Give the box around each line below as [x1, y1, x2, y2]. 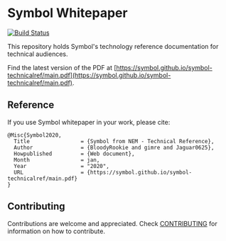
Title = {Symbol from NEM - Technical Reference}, [14, 138, 215, 145]
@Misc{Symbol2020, [7, 131, 62, 139]
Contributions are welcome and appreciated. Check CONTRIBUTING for [7, 219, 218, 228]
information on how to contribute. [7, 227, 105, 235]
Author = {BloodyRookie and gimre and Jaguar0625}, [14, 144, 215, 151]
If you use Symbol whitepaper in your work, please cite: [7, 118, 171, 126]
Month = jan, [14, 156, 100, 164]
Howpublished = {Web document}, [14, 150, 135, 157]
